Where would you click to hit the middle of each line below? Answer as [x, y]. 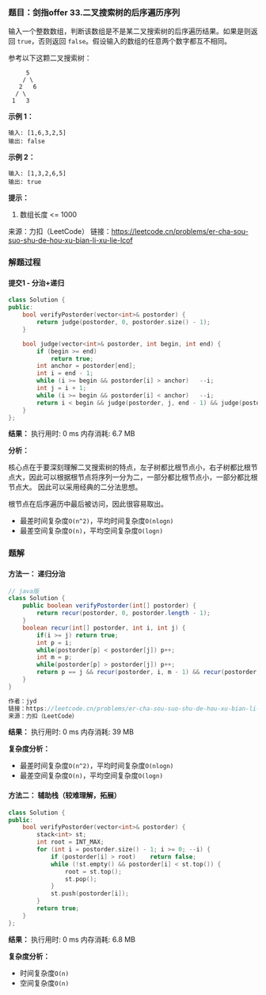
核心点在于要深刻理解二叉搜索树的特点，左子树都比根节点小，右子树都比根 [129, 467]
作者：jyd [23, 701]
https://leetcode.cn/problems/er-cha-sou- [180, 232]
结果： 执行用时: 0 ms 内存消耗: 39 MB [71, 732]
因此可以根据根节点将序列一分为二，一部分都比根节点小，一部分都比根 [143, 477]
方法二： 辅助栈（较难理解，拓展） [65, 795]
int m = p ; [55, 657]
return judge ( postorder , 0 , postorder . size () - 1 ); [124, 323]
